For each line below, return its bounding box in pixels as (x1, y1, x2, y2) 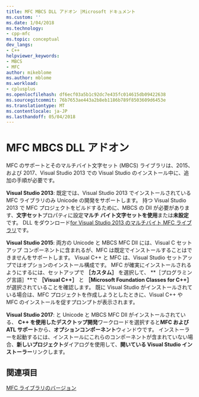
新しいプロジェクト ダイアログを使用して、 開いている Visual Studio (17, 341, 181, 348)
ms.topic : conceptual (6, 36, 60, 42)
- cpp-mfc (6, 31, 31, 37)
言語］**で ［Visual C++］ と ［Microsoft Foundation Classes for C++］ (11, 276, 192, 283)
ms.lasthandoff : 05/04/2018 (6, 114, 76, 119)
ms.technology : (6, 25, 44, 31)
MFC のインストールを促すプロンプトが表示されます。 (6, 298, 138, 306)
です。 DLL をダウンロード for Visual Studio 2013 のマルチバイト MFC (6, 219, 175, 226)
